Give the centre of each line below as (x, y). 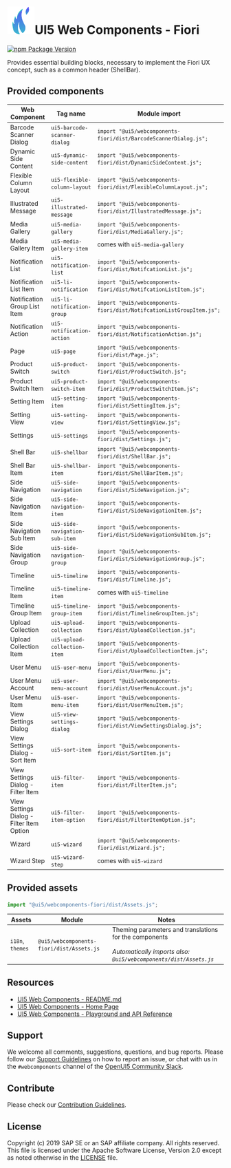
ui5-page (64, 351)
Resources (31, 983)
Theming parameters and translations (165, 930)
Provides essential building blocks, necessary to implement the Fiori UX (109, 62)
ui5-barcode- (69, 128)
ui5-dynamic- (69, 156)
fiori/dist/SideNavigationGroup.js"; (151, 559)
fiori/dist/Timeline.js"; (134, 580)
